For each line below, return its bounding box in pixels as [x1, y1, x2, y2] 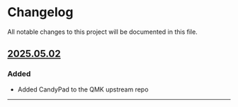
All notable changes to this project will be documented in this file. [7, 27, 198, 36]
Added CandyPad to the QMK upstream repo [17, 85, 149, 94]
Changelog [7, 4, 74, 20]
